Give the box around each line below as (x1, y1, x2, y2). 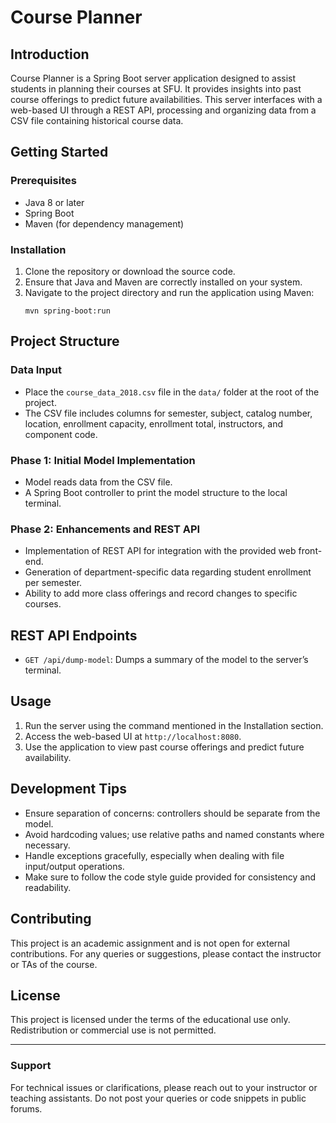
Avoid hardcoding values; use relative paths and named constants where (24, 828, 325, 840)
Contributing (10, 911, 92, 928)
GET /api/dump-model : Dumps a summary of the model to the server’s (24, 654, 309, 666)
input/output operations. (24, 860, 125, 872)
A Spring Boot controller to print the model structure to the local (24, 486, 288, 498)
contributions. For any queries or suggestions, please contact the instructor (10, 947, 322, 960)
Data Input (10, 363, 63, 377)
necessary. (24, 839, 71, 851)
